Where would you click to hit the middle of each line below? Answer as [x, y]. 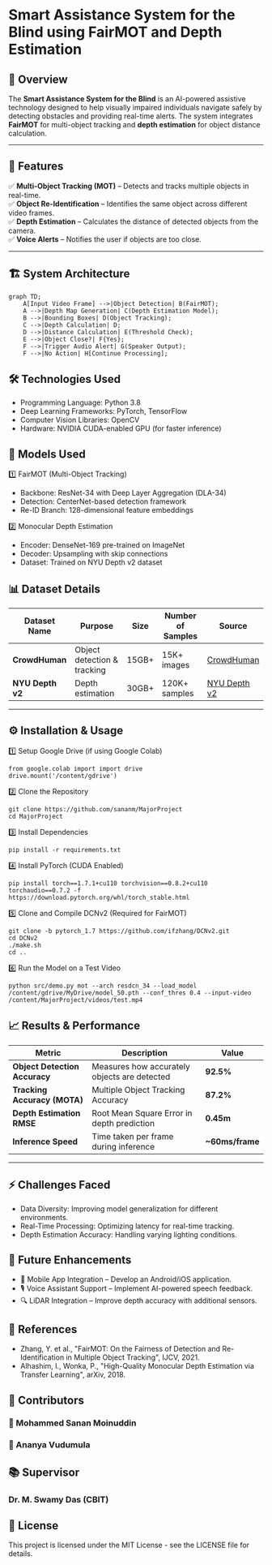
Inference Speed [45, 1142]
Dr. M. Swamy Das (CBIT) [59, 1499]
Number [181, 616]
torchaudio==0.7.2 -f [45, 890]
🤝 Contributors [47, 1400]
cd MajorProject [36, 816]
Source [233, 626]
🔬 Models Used [47, 454]
